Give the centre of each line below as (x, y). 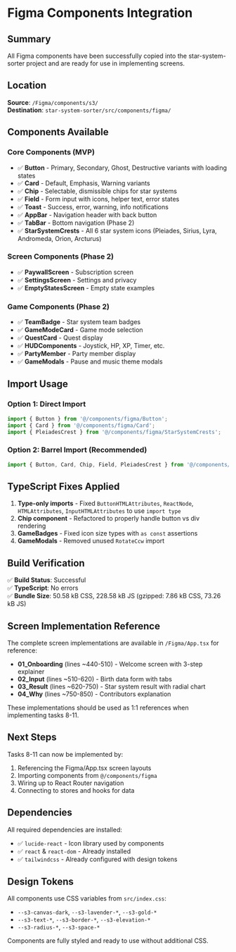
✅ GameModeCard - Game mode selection (80, 330)
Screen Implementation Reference (84, 626)
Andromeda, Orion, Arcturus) (59, 238)
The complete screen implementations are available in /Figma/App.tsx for (113, 643)
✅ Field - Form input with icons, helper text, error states (98, 199)
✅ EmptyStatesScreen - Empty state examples (86, 288)
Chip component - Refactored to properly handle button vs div (109, 519)
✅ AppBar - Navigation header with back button (87, 215)
